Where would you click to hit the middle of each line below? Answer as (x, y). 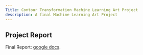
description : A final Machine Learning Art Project (61, 15)
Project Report (29, 35)
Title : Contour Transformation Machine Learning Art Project (72, 10)
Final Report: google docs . (33, 47)
